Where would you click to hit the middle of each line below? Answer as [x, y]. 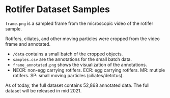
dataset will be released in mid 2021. [44, 90]
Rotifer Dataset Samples [58, 9]
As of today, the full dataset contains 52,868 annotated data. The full [77, 85]
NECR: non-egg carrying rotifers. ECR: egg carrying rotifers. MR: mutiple [89, 70]
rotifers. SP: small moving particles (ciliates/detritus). [68, 75]
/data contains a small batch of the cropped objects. [68, 54]
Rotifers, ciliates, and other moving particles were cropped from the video [83, 39]
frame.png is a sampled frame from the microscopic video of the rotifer [79, 23]
